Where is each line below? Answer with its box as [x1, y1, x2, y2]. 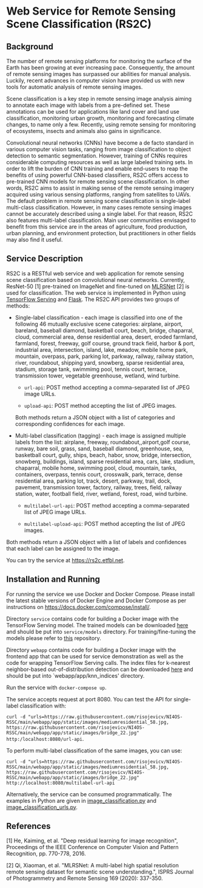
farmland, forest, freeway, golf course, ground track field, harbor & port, [15, 339, 195, 347]
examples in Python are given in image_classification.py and [6, 797, 156, 804]
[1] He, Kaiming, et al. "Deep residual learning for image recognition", [6, 837, 178, 844]
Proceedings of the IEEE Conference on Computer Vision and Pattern [6, 844, 179, 851]
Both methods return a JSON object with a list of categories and [15, 413, 175, 421]
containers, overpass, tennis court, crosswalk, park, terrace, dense [15, 470, 183, 478]
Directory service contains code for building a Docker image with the [6, 615, 179, 622]
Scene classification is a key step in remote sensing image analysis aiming [6, 95, 192, 102]
